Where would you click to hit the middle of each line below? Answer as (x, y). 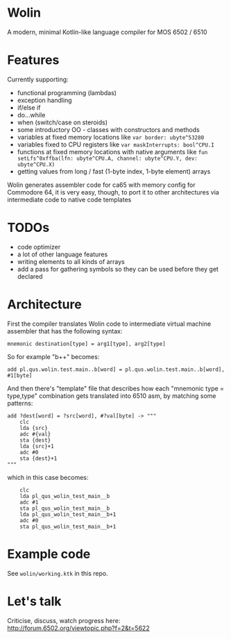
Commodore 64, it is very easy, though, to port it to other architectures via (113, 192)
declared (30, 276)
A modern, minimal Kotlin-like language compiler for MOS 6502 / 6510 (107, 32)
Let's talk (34, 601)
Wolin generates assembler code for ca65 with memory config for (101, 185)
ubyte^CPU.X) (36, 165)
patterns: (20, 403)
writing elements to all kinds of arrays (71, 261)
